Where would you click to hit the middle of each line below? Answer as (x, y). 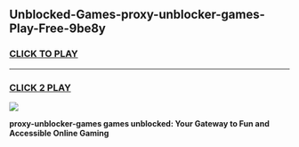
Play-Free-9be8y (58, 29)
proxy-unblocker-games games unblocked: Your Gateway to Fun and (139, 123)
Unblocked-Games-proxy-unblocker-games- (137, 15)
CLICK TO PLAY (44, 54)
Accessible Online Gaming (59, 133)
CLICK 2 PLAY (40, 87)
